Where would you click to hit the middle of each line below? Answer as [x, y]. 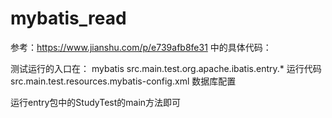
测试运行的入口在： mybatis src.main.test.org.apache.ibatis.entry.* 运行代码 [166, 68]
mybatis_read [68, 18]
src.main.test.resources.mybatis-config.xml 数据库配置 [123, 81]
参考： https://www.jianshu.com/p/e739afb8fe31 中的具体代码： [141, 47]
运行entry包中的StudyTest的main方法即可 [96, 102]
